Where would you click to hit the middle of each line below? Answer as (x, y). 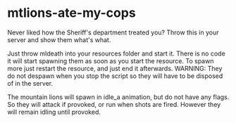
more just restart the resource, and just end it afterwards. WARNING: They (115, 68)
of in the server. (30, 83)
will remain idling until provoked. (54, 112)
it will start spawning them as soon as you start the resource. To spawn (111, 60)
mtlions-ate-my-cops (72, 13)
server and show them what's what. (59, 39)
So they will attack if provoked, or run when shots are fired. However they (114, 104)
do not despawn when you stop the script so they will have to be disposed (115, 76)
